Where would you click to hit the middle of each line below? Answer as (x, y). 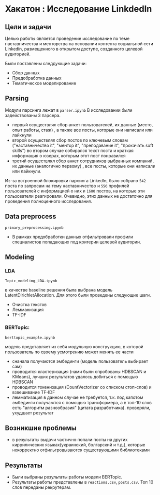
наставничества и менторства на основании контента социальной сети (79, 44)
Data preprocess (31, 216)
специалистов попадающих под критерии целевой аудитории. (76, 242)
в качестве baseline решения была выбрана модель (59, 290)
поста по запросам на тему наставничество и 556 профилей (67, 186)
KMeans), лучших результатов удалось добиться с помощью (75, 376)
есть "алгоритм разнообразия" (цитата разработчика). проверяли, (81, 408)
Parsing (17, 98)
